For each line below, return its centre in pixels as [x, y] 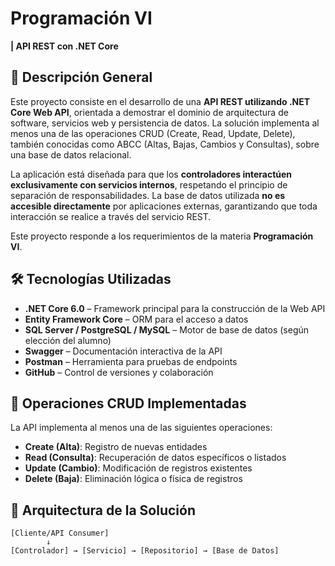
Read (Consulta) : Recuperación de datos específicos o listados [155, 458]
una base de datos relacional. [71, 154]
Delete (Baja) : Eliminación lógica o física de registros [133, 479]
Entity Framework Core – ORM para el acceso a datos [136, 319]
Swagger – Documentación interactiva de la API [123, 351]
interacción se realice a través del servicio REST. [111, 216]
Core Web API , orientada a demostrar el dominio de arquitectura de [149, 112]
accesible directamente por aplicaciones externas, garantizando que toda [164, 206]
